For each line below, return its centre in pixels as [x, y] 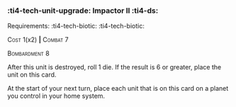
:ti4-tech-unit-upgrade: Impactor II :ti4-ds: [83, 11]
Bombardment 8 [28, 53]
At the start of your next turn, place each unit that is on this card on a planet [118, 89]
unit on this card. [32, 75]
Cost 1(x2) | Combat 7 [38, 40]
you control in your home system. [56, 96]
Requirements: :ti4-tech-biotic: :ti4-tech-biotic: [76, 26]
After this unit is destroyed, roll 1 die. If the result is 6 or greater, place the [114, 67]
